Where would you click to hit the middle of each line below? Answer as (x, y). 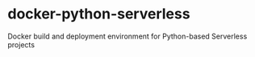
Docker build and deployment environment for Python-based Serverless (127, 36)
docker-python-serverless (99, 14)
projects (21, 44)
